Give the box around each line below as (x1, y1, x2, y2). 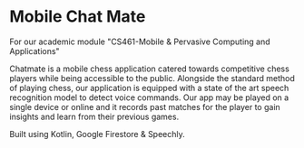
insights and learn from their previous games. (9, 111, 180, 122)
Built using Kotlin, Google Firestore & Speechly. (9, 128, 186, 139)
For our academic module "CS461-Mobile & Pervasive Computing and (9, 36, 270, 47)
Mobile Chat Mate (9, 6, 146, 27)
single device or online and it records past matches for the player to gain (9, 101, 281, 112)
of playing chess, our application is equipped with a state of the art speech (9, 82, 289, 93)
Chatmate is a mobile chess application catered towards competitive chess (9, 63, 290, 74)
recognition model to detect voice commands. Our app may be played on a (9, 92, 289, 103)
